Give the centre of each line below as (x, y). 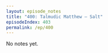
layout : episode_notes (34, 11)
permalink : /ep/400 (30, 27)
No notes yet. (22, 44)
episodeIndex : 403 (28, 22)
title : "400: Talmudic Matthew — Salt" (55, 17)
